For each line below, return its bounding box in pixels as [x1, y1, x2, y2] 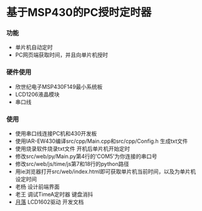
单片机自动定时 [15, 44, 53, 51]
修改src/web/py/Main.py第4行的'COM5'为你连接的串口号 [15, 153, 158, 160]
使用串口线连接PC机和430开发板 [15, 130, 97, 137]
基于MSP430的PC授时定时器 [6, 5, 152, 19]
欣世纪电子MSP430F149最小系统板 [15, 83, 103, 90]
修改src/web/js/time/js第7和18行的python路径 [15, 161, 130, 168]
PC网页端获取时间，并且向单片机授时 [15, 51, 108, 58]
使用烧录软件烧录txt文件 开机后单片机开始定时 [15, 145, 130, 153]
